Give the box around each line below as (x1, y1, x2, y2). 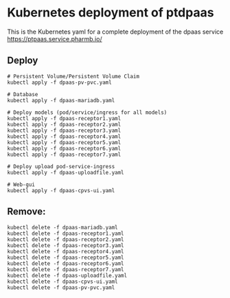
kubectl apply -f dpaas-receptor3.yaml (7, 127, 122, 134)
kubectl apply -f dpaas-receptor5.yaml (7, 139, 122, 146)
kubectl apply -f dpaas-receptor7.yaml (7, 151, 122, 158)
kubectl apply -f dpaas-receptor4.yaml (7, 133, 122, 140)
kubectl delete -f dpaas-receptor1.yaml (7, 230, 125, 237)
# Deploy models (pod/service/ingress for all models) (7, 108, 168, 116)
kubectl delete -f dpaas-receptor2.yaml (7, 236, 125, 243)
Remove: (7, 206, 46, 218)
